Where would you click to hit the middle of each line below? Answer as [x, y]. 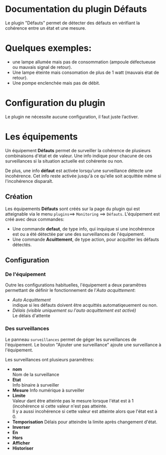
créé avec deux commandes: [35, 219]
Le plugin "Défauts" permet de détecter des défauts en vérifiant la [73, 23]
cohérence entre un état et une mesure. [46, 28]
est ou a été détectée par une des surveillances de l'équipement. [79, 234]
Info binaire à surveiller [36, 385]
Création [19, 197]
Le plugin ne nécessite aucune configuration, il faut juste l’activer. [72, 116]
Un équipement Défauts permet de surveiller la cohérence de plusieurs [78, 150]
